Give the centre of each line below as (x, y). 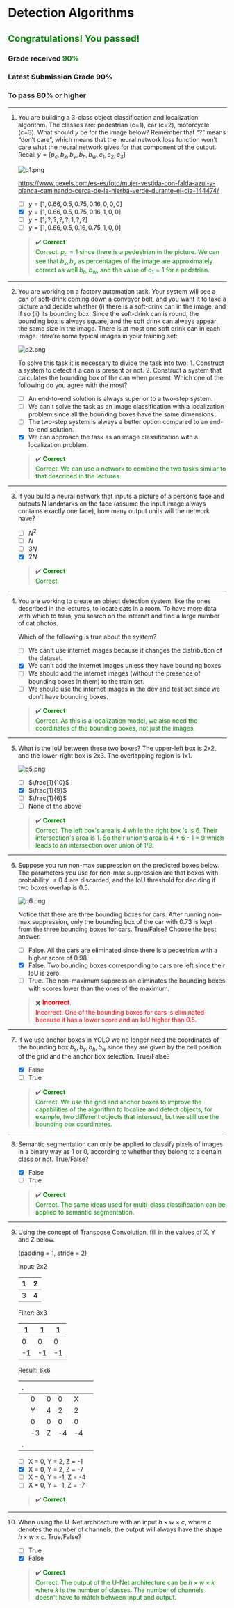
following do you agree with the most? (73, 385)
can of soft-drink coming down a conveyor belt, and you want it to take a (122, 299)
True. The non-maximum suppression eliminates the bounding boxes (127, 981)
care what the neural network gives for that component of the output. (117, 147)
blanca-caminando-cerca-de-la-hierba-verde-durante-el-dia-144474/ (118, 190)
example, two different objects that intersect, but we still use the (127, 1116)
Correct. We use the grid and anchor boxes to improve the (118, 1102)
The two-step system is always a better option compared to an (118, 422)
